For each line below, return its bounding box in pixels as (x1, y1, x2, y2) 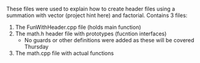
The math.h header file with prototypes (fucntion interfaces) (15, 30, 167, 37)
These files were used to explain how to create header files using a (6, 6, 176, 12)
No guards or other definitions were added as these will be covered (24, 37, 194, 43)
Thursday (24, 43, 49, 50)
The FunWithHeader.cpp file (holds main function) (15, 24, 142, 31)
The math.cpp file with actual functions (15, 50, 114, 57)
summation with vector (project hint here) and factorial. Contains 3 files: (6, 12, 188, 19)
